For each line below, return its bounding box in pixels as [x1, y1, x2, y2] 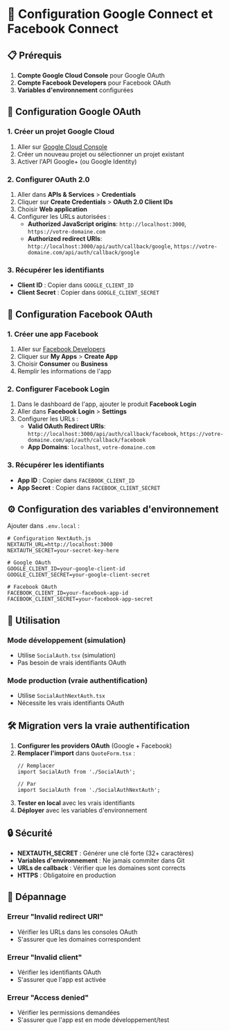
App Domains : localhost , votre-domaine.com [27, 443, 156, 451]
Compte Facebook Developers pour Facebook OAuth [17, 79, 171, 87]
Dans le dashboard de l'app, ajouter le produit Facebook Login [17, 400, 197, 408]
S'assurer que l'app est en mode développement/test [17, 1016, 170, 1024]
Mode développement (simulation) [7, 635, 126, 645]
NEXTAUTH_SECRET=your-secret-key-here [7, 547, 119, 554]
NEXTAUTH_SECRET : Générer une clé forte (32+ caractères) [17, 849, 194, 857]
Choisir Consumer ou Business [17, 360, 109, 368]
